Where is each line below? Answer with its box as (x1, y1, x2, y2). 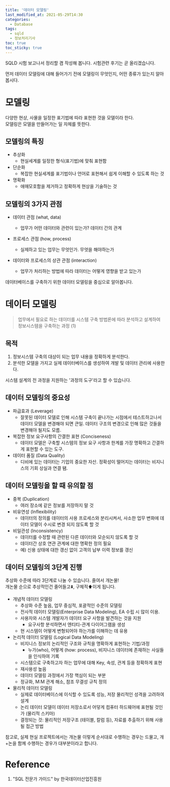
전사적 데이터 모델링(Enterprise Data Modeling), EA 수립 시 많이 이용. (20, 609, 160, 615)
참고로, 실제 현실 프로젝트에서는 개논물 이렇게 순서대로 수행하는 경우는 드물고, (5, 734, 159, 740)
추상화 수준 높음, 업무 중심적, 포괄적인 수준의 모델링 (20, 602, 122, 609)
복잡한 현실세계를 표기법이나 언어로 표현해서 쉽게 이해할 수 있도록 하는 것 (20, 171, 164, 177)
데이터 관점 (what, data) (12, 214, 62, 220)
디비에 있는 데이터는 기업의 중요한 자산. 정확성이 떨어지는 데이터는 (20, 459, 151, 465)
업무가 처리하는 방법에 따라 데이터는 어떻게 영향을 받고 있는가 (20, 268, 141, 275)
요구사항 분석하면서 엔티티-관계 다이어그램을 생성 (27, 621, 126, 628)
